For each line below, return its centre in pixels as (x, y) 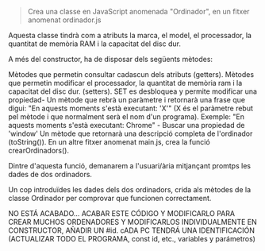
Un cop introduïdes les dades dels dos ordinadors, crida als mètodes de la (130, 189)
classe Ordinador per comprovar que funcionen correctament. (110, 198)
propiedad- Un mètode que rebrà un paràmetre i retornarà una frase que (127, 100)
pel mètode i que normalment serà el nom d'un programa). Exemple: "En (126, 117)
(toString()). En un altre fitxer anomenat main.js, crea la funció (109, 142)
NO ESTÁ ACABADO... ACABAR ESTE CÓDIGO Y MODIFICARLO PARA (122, 213)
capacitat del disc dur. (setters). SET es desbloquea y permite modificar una (133, 91)
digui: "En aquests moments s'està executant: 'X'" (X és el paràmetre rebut (131, 108)
